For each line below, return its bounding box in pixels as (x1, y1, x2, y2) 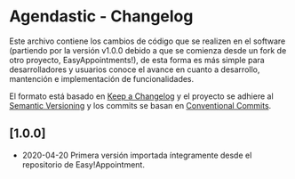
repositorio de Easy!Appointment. (21, 159, 145, 170)
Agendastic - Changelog (9, 6, 194, 27)
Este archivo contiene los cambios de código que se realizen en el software (9, 36, 286, 46)
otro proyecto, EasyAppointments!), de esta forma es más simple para (9, 54, 265, 65)
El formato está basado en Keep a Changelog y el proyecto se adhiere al (9, 91, 274, 102)
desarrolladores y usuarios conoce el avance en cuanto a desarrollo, (9, 64, 260, 75)
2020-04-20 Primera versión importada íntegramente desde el (21, 150, 252, 160)
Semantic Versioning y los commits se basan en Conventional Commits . (9, 100, 272, 110)
